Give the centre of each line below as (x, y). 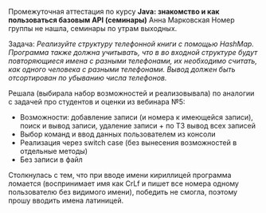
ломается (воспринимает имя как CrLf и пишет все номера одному (123, 183)
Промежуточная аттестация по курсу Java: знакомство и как (114, 12)
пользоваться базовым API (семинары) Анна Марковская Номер (121, 20)
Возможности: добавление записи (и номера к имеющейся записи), (136, 117)
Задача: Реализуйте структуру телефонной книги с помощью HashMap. (131, 44)
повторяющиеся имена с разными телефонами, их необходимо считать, (133, 61)
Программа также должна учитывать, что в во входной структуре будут (133, 52)
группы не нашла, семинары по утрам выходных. (93, 28)
